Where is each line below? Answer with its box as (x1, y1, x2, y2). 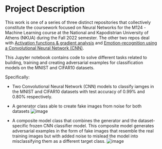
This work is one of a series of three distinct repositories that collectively (5, 19, 151, 25)
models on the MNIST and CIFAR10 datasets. (5, 64, 95, 71)
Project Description (5, 3, 85, 15)
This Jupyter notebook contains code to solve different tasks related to (5, 54, 147, 60)
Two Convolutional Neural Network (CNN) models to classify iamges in (12, 83, 154, 89)
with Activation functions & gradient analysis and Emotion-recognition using (5, 40, 157, 45)
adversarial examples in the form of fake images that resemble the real (12, 128, 154, 134)
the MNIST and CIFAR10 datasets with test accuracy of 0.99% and (12, 89, 145, 94)
